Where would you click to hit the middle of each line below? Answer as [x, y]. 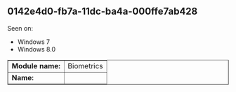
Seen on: [20, 28]
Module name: [36, 66]
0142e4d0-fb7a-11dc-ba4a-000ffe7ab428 [103, 11]
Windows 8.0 [37, 49]
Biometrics [85, 66]
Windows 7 [34, 42]
